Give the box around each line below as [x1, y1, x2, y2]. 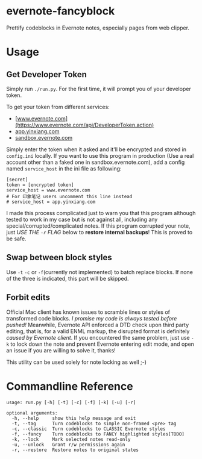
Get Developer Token [6, 69, 87, 80]
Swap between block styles [6, 252, 113, 263]
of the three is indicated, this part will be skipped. [6, 275, 129, 282]
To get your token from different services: [6, 103, 110, 110]
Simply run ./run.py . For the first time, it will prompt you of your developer [6, 85, 191, 92]
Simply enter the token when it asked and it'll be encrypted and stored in [6, 146, 187, 153]
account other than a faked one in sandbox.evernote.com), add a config [6, 158, 185, 166]
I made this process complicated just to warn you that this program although [6, 209, 196, 216]
